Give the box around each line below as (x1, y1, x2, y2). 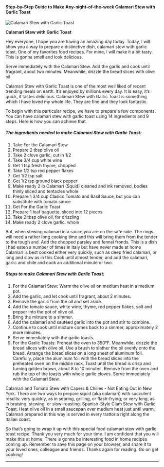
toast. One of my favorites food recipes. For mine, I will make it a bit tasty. (5, 49, 153, 55)
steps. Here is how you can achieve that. (5, 119, 87, 124)
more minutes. (12, 329, 42, 335)
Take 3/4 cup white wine (12, 157, 62, 163)
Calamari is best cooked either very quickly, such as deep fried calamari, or (5, 249, 157, 255)
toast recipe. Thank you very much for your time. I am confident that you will (5, 431, 159, 437)
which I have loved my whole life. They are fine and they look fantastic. (5, 99, 148, 104)
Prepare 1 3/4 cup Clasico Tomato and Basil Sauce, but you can (12, 193, 140, 199)
